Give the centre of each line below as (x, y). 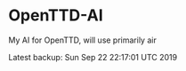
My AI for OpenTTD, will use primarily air (82, 40)
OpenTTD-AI (56, 16)
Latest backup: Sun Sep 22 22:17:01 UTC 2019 (93, 57)
